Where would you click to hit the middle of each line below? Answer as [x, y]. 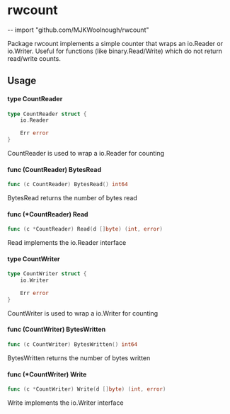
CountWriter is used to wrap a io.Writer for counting [83, 313]
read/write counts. [34, 58]
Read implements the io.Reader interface [67, 243]
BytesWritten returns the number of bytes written [79, 358]
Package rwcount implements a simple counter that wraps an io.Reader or [115, 43]
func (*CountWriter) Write [47, 374]
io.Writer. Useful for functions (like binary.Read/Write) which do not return [115, 51]
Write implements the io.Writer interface [65, 403]
